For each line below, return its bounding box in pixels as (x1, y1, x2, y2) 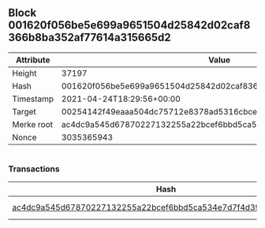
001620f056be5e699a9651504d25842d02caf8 (8, 19, 251, 32)
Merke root (12, 118, 54, 129)
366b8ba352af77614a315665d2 (8, 31, 171, 44)
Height (12, 67, 37, 78)
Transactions (8, 163, 61, 174)
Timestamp (12, 93, 54, 104)
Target (12, 106, 37, 117)
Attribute (15, 54, 50, 65)
